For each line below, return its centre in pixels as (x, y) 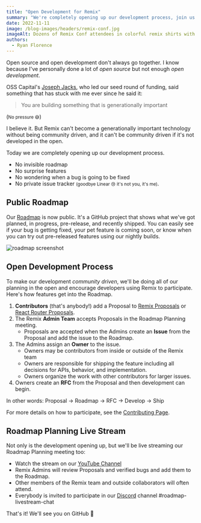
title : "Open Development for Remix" (54, 12)
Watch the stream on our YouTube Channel (68, 463)
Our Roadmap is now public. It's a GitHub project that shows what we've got (101, 217)
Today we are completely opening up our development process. (85, 153)
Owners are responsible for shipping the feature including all (99, 363)
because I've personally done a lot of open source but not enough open (95, 69)
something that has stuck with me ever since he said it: (74, 93)
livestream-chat (34, 502)
